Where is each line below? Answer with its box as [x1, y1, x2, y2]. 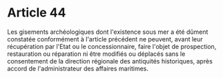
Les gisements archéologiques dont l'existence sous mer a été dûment [7, 28, 209, 36]
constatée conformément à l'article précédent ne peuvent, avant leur [7, 35, 204, 43]
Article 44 [7, 5, 66, 21]
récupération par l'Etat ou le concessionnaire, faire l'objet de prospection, [7, 42, 217, 50]
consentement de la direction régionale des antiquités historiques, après [7, 57, 213, 65]
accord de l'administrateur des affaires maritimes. [7, 64, 149, 72]
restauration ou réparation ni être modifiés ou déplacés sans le [7, 50, 186, 58]
